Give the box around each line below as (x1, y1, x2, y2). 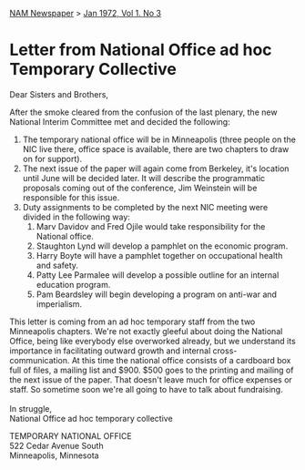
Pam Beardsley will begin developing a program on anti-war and (36, 289, 278, 300)
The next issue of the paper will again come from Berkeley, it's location (22, 163, 290, 174)
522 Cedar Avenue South (9, 440, 104, 451)
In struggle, (9, 403, 53, 414)
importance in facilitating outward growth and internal (9, 345, 211, 356)
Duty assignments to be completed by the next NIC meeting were (22, 201, 269, 212)
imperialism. (36, 298, 83, 309)
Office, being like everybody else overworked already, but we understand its (9, 335, 296, 346)
